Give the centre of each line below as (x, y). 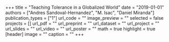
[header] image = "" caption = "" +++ (45, 34)
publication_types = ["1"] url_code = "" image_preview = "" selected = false (84, 18)
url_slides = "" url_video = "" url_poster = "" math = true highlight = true (80, 29)
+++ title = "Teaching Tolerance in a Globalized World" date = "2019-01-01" (85, 7)
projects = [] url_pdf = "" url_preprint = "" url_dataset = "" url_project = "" (82, 23)
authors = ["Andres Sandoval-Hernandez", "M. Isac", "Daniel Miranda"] (80, 13)
